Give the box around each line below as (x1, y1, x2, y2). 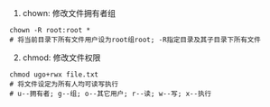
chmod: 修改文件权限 (22, 52, 101, 63)
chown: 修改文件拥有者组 (22, 8, 116, 18)
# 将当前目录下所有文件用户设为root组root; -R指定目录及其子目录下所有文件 (9, 35, 262, 44)
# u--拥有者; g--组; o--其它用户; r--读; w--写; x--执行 (9, 89, 212, 98)
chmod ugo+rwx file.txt (9, 70, 99, 79)
